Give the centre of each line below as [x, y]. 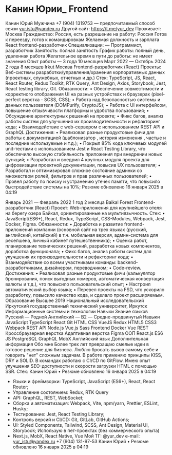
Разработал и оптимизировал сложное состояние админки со [74, 170]
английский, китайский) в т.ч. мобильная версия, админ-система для [82, 235]
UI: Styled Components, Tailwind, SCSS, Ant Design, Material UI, [81, 425]
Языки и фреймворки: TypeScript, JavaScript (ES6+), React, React [84, 381]
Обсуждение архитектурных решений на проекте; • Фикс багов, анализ [84, 116]
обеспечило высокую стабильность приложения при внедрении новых [84, 154]
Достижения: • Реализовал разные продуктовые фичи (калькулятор [80, 273]
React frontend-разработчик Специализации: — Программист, [74, 45]
